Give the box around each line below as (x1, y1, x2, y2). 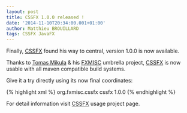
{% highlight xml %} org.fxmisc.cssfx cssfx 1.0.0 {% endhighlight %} (6, 88, 176, 96)
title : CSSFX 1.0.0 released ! (6, 14, 85, 20)
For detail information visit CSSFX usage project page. (6, 100, 140, 108)
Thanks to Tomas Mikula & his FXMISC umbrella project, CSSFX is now (6, 59, 181, 66)
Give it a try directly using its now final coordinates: (6, 77, 133, 84)
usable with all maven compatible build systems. (6, 65, 126, 72)
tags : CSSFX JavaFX (6, 31, 55, 37)
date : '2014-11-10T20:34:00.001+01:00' (6, 20, 106, 26)
